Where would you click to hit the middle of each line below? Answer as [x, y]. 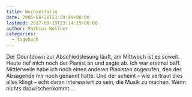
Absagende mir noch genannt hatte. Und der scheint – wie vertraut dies [94, 76]
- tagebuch [25, 40]
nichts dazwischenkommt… [40, 88]
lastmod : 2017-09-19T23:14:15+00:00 [52, 23]
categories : [21, 34]
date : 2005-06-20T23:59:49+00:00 [48, 17]
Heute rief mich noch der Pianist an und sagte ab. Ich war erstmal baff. [94, 63]
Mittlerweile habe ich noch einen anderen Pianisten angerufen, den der [94, 69]
